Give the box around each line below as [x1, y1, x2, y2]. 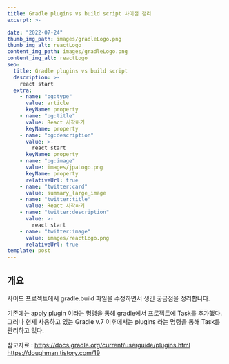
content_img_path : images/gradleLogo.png [7, 48, 128, 55]
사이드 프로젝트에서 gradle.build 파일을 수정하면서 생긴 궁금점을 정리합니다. [7, 294, 210, 303]
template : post [7, 247, 51, 254]
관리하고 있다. [7, 326, 45, 334]
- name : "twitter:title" [19, 196, 91, 203]
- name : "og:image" [19, 157, 76, 164]
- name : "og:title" [19, 113, 76, 119]
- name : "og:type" [19, 93, 72, 100]
